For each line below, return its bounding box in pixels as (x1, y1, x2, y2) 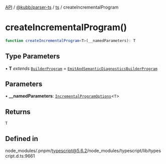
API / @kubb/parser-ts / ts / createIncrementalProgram (5, 4, 119, 10)
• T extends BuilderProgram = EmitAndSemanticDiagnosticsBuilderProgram (5, 65, 158, 71)
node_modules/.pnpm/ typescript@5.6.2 (5, 147, 87, 154)
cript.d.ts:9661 (5, 153, 35, 159)
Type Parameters (5, 52, 60, 60)
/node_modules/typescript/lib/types (87, 147, 161, 154)
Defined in (5, 134, 39, 143)
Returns (5, 107, 31, 116)
